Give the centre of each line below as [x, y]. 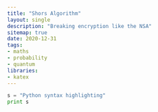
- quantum [21, 64]
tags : [15, 45]
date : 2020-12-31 [32, 39]
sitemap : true [27, 32]
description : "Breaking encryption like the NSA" [80, 26]
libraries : [23, 70]
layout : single [29, 20]
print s [18, 102]
